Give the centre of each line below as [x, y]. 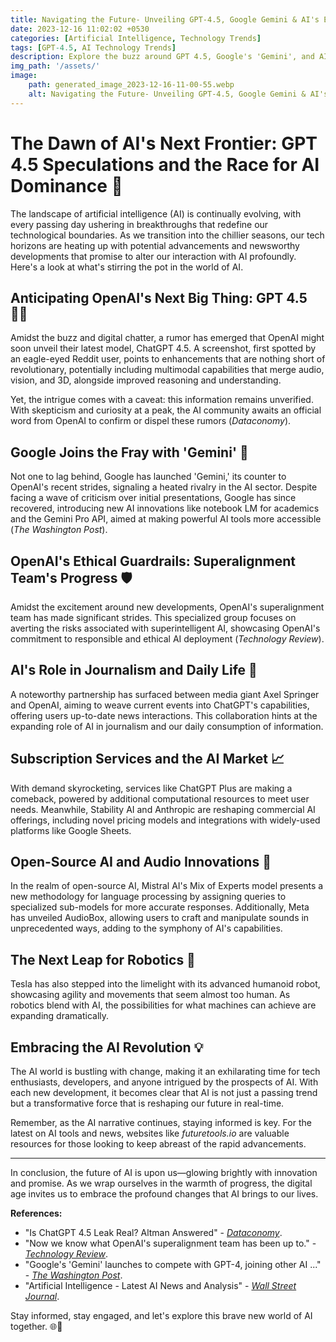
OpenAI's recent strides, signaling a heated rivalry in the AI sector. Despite [164, 487]
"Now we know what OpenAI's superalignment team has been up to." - [170, 1243]
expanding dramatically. [60, 1016]
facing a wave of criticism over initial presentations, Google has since [153, 498]
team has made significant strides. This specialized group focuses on [153, 617]
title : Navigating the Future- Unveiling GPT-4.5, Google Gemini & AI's [165, 19]
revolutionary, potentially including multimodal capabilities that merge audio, [167, 370]
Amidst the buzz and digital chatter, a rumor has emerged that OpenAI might [167, 338]
